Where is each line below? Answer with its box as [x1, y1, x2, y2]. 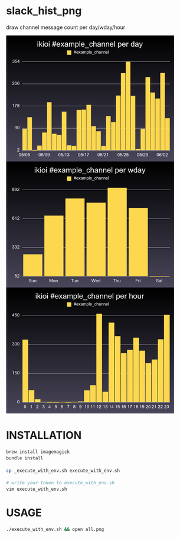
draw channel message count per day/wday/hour [6, 24, 126, 31]
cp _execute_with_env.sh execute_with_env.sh [6, 468, 120, 474]
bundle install [6, 455, 44, 461]
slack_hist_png [6, 4, 82, 18]
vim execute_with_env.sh [6, 486, 67, 493]
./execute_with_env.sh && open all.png [6, 526, 104, 532]
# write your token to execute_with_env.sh [6, 480, 115, 486]
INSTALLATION [6, 429, 81, 442]
